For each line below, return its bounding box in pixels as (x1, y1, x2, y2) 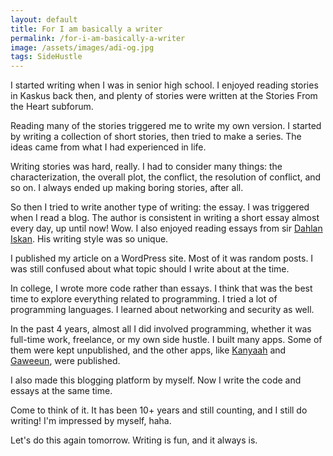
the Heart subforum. (10, 101, 94, 113)
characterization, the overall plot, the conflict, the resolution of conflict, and (10, 171, 322, 183)
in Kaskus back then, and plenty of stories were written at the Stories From (10, 90, 318, 102)
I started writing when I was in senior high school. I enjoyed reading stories (10, 79, 319, 91)
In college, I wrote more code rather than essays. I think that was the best (10, 282, 313, 295)
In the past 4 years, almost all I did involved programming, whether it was (10, 323, 312, 335)
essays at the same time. (10, 385, 113, 397)
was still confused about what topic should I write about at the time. (10, 263, 290, 275)
